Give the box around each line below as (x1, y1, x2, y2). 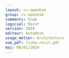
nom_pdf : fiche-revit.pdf (5, 40, 59, 45)
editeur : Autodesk (5, 31, 44, 36)
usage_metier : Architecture (5, 36, 64, 41)
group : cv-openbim (5, 12, 44, 17)
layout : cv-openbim (5, 7, 46, 13)
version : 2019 (5, 26, 35, 31)
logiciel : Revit (5, 21, 39, 27)
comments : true (5, 17, 37, 22)
